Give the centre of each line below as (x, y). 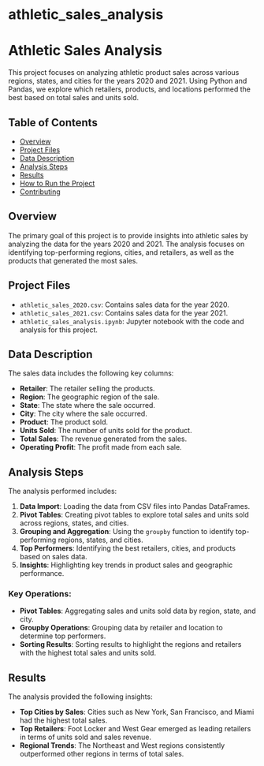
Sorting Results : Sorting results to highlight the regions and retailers (130, 645)
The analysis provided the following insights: (80, 697)
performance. (42, 574)
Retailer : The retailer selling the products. (87, 389)
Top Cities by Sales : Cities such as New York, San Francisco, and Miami (137, 712)
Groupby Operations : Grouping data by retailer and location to (121, 628)
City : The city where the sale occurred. (83, 414)
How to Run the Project (57, 183)
